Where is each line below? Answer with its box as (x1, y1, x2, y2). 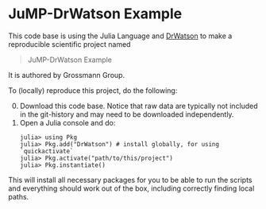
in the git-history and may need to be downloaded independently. (19, 109, 234, 119)
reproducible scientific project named (8, 39, 131, 48)
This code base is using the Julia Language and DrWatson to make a (8, 31, 233, 41)
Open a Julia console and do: (19, 118, 116, 127)
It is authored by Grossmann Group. (8, 70, 125, 79)
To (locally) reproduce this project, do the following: (8, 85, 178, 95)
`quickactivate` (19, 147, 74, 155)
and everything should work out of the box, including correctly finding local (8, 184, 255, 193)
